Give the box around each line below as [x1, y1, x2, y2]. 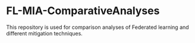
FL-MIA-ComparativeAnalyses [6, 4, 160, 18]
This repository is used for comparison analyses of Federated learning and [6, 24, 189, 31]
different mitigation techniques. [6, 29, 83, 37]
